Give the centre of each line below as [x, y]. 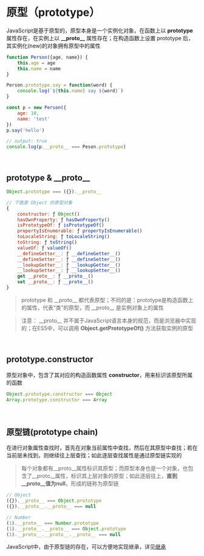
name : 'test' [34, 119]
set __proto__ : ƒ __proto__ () [56, 282]
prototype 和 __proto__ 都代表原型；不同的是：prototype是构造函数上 [107, 300]
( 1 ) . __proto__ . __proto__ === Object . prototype [66, 529]
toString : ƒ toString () [47, 242]
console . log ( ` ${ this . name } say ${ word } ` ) [70, 91]
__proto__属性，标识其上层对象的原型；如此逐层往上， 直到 [105, 476]
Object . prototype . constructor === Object [59, 394]
